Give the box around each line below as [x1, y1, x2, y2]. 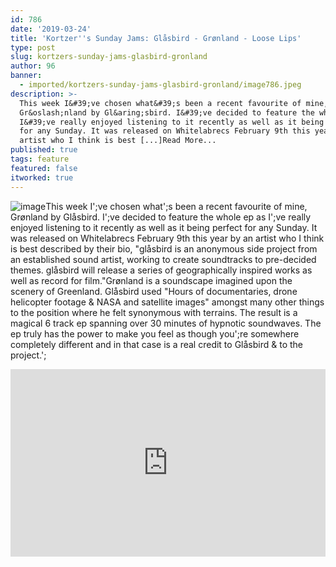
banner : [10, 71, 43, 81]
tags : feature [10, 154, 70, 164]
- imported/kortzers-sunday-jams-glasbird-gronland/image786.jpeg [19, 80, 302, 90]
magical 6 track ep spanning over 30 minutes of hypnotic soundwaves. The [10, 317, 322, 329]
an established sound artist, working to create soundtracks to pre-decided [10, 253, 317, 265]
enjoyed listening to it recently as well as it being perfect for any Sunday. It [10, 221, 318, 233]
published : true [10, 145, 78, 155]
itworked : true [10, 172, 74, 183]
